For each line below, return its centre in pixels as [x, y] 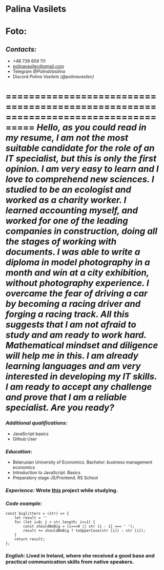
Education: [19, 451]
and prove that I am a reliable [66, 397]
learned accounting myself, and [72, 211]
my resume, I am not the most [67, 138]
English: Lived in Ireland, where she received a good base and [80, 556]
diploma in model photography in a [78, 263]
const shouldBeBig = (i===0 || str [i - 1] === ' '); [79, 527]
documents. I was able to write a [73, 252]
